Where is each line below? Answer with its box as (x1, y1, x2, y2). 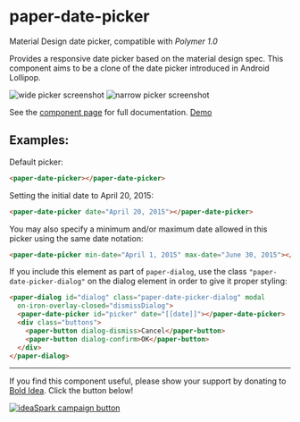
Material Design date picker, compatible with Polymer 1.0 (9, 36, 219, 46)
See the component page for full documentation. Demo (9, 106, 212, 117)
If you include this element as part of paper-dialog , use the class (9, 266, 247, 277)
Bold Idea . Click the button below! (9, 385, 134, 396)
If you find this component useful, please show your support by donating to (9, 376, 287, 386)
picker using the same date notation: (9, 232, 144, 243)
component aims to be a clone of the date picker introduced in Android (9, 63, 270, 73)
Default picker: (9, 156, 64, 167)
